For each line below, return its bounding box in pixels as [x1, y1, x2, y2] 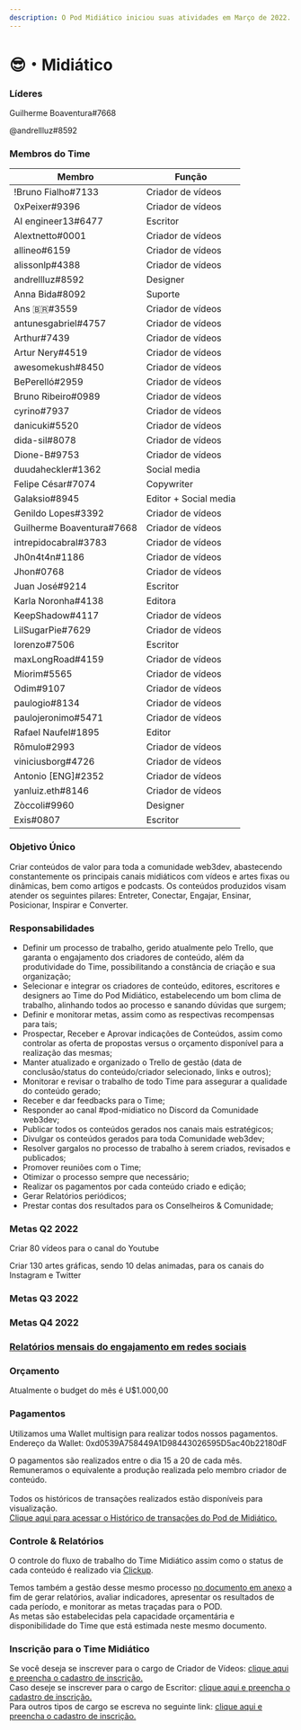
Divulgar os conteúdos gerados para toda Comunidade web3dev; [22, 1133, 265, 1144]
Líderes [9, 87, 43, 100]
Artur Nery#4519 [13, 347, 88, 359]
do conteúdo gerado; [22, 1086, 102, 1096]
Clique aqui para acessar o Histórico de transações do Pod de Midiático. [9, 1512, 278, 1523]
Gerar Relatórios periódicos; [22, 1191, 128, 1201]
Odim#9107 [13, 682, 66, 695]
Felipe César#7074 [13, 478, 96, 491]
